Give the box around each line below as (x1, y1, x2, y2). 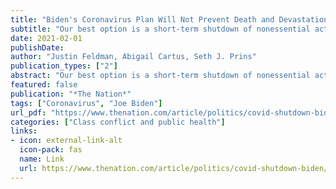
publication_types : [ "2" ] (10, 61, 118, 71)
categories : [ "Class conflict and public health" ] (10, 117, 226, 127)
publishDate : (10, 42, 65, 53)
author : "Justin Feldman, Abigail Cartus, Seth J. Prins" (10, 52, 257, 62)
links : (10, 126, 38, 136)
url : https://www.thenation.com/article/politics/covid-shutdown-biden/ (19, 163, 329, 173)
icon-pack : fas (19, 145, 83, 155)
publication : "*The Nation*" (10, 89, 132, 99)
